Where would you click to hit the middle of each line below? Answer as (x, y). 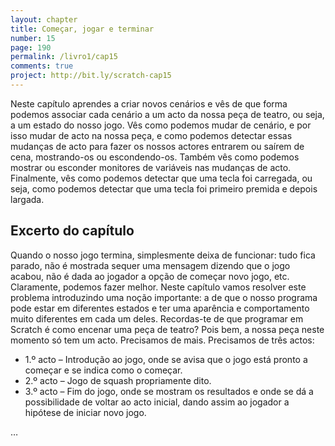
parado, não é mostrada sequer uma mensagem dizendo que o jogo (150, 265)
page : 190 (31, 47)
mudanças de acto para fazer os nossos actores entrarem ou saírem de (157, 146)
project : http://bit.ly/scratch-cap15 (91, 76)
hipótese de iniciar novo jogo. (85, 412)
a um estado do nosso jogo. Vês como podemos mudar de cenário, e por (161, 125)
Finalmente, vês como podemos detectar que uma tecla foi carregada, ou (161, 178)
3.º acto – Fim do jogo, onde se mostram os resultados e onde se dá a (169, 391)
